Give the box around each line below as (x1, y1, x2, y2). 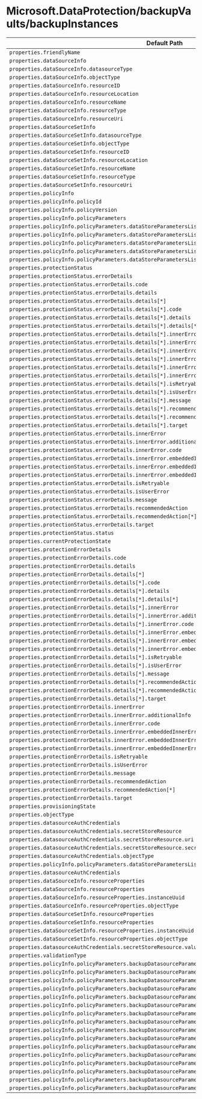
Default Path (146, 39, 183, 47)
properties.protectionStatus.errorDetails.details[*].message (9, 396, 191, 404)
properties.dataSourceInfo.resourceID (9, 82, 120, 89)
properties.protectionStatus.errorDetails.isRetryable (9, 480, 170, 486)
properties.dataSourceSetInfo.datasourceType (9, 131, 142, 139)
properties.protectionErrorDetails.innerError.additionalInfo (9, 712, 191, 718)
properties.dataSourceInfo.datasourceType (9, 65, 133, 72)
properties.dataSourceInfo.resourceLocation (9, 90, 139, 97)
